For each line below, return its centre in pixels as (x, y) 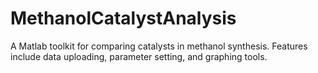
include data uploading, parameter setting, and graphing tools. (139, 56)
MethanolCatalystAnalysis (123, 18)
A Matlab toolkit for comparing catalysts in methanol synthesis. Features (159, 46)
